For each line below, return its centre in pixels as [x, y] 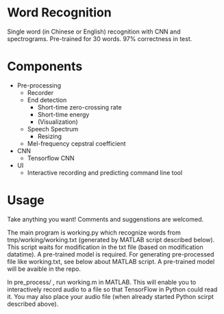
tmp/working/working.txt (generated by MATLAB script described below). [111, 239]
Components [45, 67]
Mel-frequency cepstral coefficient [76, 143]
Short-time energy [63, 114]
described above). [33, 304]
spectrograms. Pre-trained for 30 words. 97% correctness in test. [100, 38]
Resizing [50, 136]
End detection [47, 100]
